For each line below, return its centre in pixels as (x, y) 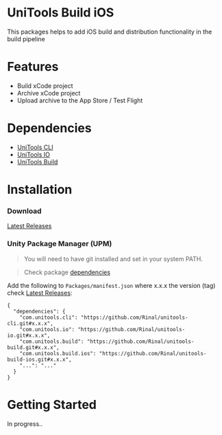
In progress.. (25, 423)
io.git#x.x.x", (29, 335)
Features (33, 67)
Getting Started (52, 404)
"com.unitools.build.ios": (58, 353)
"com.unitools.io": (47, 329)
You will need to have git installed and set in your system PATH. (113, 258)
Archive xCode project (49, 93)
